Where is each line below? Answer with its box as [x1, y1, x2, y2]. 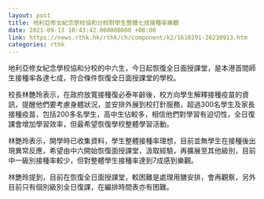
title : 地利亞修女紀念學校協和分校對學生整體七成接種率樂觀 [8, 19, 179, 27]
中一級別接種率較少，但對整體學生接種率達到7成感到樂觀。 [8, 156, 198, 165]
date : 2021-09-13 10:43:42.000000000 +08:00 [8, 26, 156, 34]
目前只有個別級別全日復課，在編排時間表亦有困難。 [8, 182, 174, 192]
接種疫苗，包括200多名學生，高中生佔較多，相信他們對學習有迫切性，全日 [8, 109, 249, 119]
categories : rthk [8, 41, 65, 49]
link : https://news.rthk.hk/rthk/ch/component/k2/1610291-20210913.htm [8, 33, 247, 42]
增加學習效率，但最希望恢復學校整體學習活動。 [21, 120, 174, 129]
